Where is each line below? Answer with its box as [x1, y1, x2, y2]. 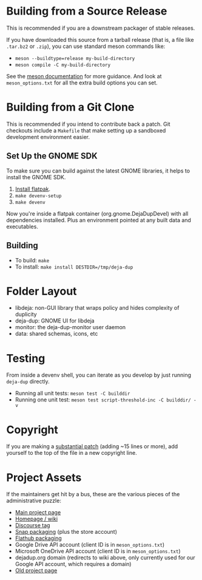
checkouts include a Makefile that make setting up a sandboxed [6, 126, 166, 134]
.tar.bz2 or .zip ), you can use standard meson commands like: [6, 43, 166, 50]
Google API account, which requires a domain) [15, 561, 132, 568]
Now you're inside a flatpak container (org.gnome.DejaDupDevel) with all [6, 210, 189, 217]
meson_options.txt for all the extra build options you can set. [6, 79, 158, 86]
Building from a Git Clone [6, 100, 135, 114]
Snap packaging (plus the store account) [15, 528, 117, 536]
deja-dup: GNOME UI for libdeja [15, 317, 95, 324]
